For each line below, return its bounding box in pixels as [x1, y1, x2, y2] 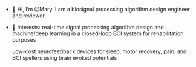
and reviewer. [11, 12, 47, 19]
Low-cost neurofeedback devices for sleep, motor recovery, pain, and [11, 48, 187, 55]
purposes [11, 36, 36, 43]
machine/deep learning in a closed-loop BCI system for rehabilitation [11, 30, 184, 37]
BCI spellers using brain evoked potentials [11, 54, 117, 61]
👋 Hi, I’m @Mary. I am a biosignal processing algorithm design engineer [11, 6, 191, 13]
